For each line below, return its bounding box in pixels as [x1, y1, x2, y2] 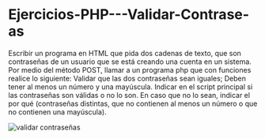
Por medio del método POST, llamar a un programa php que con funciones [8, 65, 252, 74]
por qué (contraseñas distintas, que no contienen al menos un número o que [8, 99, 258, 108]
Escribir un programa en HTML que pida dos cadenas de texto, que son [8, 48, 241, 58]
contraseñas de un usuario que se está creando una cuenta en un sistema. [8, 57, 252, 66]
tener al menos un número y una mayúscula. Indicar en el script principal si [8, 81, 253, 92]
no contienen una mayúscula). [8, 107, 107, 116]
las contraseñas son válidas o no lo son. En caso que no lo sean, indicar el [8, 90, 251, 100]
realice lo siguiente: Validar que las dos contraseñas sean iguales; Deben [8, 73, 247, 83]
